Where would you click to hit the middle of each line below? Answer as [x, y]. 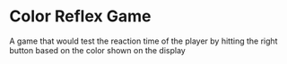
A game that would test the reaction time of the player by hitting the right [143, 41]
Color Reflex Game [80, 16]
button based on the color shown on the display [97, 50]
